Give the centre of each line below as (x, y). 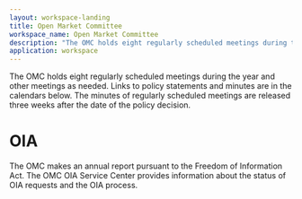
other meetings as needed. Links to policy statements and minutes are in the (151, 86)
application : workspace (54, 51)
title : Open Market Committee (66, 26)
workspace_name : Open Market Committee (84, 34)
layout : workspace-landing (60, 17)
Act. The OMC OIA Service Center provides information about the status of (147, 176)
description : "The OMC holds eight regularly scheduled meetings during (148, 43)
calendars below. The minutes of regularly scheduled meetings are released (150, 96)
